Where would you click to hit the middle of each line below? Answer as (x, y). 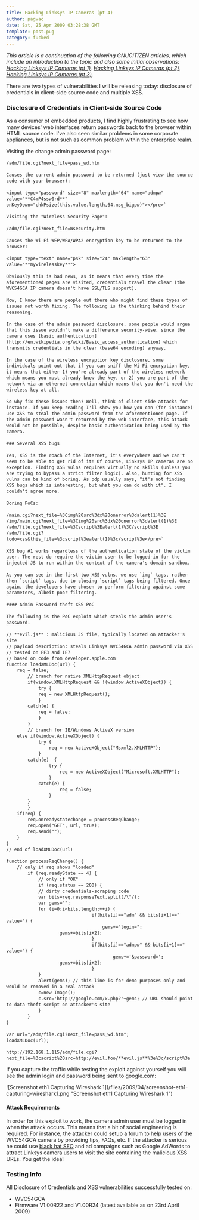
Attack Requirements (33, 1108)
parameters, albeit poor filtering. (52, 593)
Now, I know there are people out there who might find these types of (97, 301)
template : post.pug (30, 32)
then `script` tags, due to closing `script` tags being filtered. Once (98, 581)
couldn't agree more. (33, 492)
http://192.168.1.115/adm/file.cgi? (52, 1053)
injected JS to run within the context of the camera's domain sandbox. (98, 563)
